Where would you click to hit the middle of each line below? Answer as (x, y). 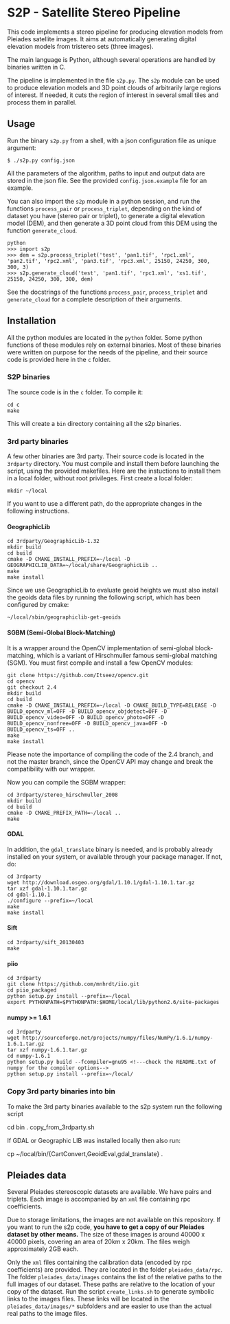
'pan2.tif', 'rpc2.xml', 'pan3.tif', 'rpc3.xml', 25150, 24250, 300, (109, 261)
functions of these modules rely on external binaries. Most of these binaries (114, 345)
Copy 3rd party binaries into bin (61, 1091)
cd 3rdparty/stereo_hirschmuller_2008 (62, 795)
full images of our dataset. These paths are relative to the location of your (111, 1284)
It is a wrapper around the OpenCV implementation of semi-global (100, 648)
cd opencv (21, 681)
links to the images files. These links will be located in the (88, 1299)
